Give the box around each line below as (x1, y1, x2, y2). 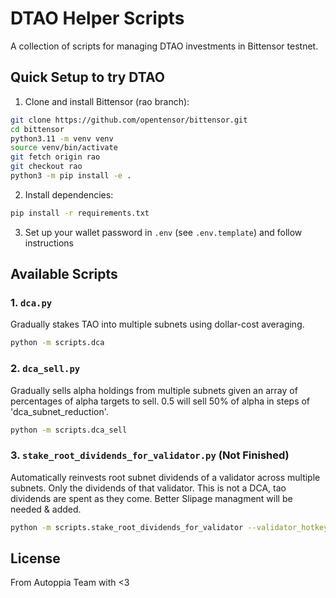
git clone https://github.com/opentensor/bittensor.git (10, 115, 248, 125)
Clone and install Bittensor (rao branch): (24, 95, 190, 107)
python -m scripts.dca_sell (10, 425, 128, 435)
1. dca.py (10, 296, 53, 310)
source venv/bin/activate (10, 143, 118, 153)
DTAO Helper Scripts (10, 7, 185, 30)
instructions (24, 237, 75, 249)
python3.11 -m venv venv (10, 133, 114, 144)
